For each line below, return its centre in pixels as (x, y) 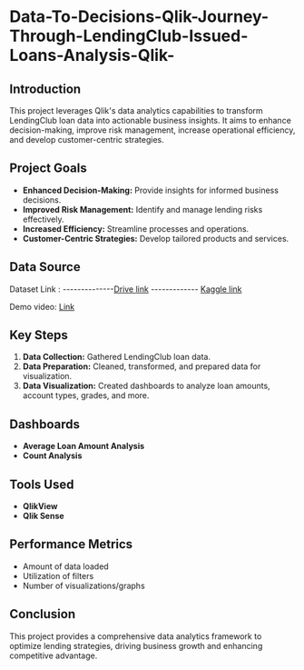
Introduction (45, 89)
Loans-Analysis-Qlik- (92, 55)
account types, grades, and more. (86, 395)
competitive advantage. (54, 655)
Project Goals (49, 169)
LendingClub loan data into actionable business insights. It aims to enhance (151, 120)
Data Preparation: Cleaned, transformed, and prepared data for (142, 366)
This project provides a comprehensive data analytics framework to (136, 636)
